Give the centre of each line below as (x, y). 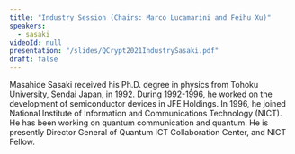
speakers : (28, 26)
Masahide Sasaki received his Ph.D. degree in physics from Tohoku (134, 85)
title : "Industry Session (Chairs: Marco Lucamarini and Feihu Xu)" (140, 17)
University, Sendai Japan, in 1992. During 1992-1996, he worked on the (141, 94)
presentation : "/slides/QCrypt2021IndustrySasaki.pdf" (114, 51)
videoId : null (36, 43)
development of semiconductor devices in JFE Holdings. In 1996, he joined (147, 103)
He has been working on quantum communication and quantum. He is (139, 123)
